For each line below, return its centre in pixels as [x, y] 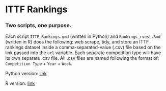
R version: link [20, 83]
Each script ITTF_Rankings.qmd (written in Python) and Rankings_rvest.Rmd [83, 36]
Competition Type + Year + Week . [39, 64]
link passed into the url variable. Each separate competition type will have [83, 53]
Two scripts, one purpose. [38, 26]
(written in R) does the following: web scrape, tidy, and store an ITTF [77, 42]
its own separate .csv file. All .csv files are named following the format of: [82, 58]
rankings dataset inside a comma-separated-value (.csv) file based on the [83, 48]
